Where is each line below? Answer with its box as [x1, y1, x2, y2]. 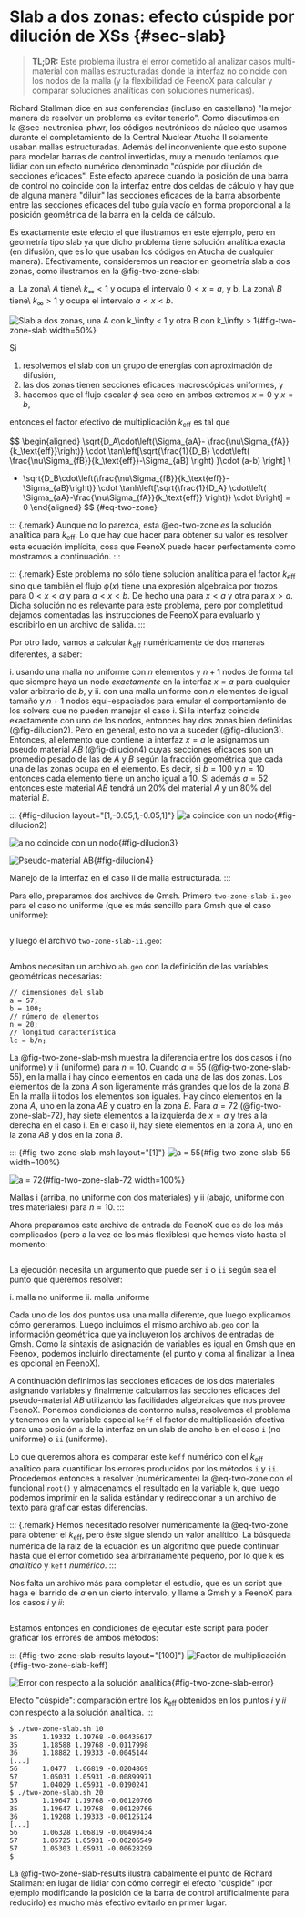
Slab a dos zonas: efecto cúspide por [9, 6, 295, 27]
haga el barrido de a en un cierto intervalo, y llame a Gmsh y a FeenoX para [9, 1587, 293, 1598]
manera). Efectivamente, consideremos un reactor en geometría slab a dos [9, 255, 290, 266]
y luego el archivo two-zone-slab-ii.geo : [9, 935, 162, 946]
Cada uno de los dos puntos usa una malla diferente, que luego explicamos [9, 1309, 291, 1320]
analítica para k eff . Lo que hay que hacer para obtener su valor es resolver [9, 529, 289, 543]
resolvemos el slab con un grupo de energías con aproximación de [22, 360, 273, 371]
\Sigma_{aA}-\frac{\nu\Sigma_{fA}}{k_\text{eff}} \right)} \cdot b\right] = [22, 492, 291, 503]
